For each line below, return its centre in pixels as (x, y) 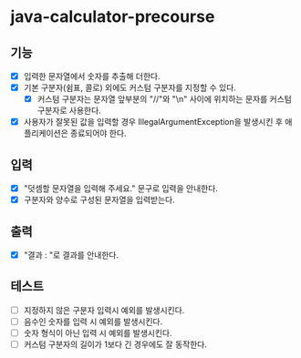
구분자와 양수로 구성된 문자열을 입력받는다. (99, 200)
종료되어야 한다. (99, 133)
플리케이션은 (46, 133)
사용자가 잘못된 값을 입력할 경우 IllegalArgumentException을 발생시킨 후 (153, 122)
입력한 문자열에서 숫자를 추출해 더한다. (92, 76)
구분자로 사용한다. (69, 110)
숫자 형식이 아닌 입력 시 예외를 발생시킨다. (98, 333)
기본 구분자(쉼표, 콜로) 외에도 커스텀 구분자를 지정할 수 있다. (130, 87)
